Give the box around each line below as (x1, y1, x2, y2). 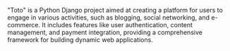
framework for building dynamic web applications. (7, 36, 153, 44)
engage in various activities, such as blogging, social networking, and (7, 13, 210, 22)
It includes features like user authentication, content (42, 21, 193, 29)
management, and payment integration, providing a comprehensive (7, 28, 203, 36)
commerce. (7, 21, 41, 29)
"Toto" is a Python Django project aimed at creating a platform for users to (7, 6, 224, 14)
